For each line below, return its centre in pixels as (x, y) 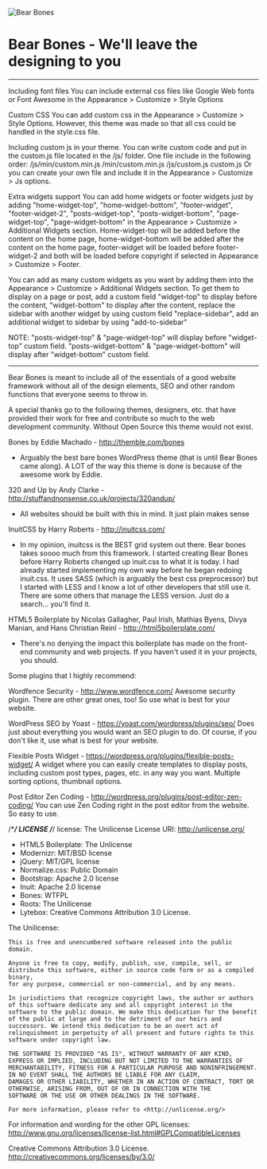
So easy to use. (34, 814)
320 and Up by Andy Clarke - (56, 489)
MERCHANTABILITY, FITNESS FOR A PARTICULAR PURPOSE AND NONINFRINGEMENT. (133, 1068)
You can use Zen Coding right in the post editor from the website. (142, 805)
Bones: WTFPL (44, 895)
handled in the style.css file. (54, 131)
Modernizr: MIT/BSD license (66, 853)
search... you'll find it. (55, 604)
